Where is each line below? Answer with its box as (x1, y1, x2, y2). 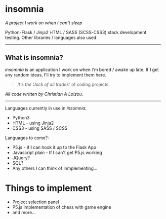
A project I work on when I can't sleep (5, 20, 83, 26)
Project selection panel (12, 199, 59, 205)
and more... (12, 209, 36, 215)
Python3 (12, 114, 30, 120)
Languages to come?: (5, 135, 49, 141)
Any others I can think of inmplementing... (12, 165, 98, 171)
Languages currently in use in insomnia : (5, 105, 86, 111)
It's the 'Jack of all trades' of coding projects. (17, 81, 110, 87)
